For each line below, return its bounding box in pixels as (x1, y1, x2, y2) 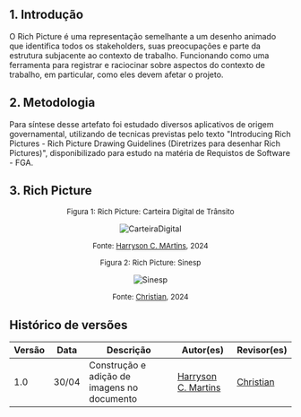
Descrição (106, 344, 151, 357)
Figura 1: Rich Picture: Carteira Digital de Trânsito (66, 206, 235, 217)
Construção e (89, 359, 146, 371)
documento (89, 393, 137, 405)
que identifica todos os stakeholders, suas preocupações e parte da (9, 40, 262, 51)
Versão (13, 344, 46, 357)
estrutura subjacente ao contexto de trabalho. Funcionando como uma (9, 49, 270, 61)
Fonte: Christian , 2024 (111, 291, 189, 302)
